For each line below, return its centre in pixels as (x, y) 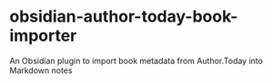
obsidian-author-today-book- (124, 17)
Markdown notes (41, 70)
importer (43, 36)
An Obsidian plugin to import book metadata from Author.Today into (136, 60)
